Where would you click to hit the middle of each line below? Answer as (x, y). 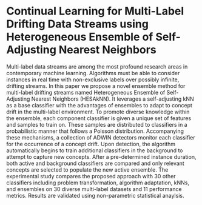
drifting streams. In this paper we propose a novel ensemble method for (96, 86)
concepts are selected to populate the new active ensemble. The (87, 170)
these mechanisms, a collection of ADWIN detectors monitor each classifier (101, 137)
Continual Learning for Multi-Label (95, 11)
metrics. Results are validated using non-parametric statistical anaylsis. (95, 195)
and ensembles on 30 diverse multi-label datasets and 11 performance (94, 189)
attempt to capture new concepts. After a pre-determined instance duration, (101, 156)
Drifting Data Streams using (77, 24)
